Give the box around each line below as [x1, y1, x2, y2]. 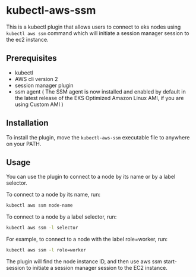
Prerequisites [6, 53, 57, 63]
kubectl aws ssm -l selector [6, 225, 78, 231]
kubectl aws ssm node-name [6, 203, 73, 208]
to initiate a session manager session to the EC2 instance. [26, 264, 168, 271]
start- [163, 258, 177, 265]
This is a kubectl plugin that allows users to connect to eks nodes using [6, 23, 181, 30]
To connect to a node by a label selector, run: [6, 213, 117, 220]
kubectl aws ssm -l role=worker [6, 247, 86, 253]
